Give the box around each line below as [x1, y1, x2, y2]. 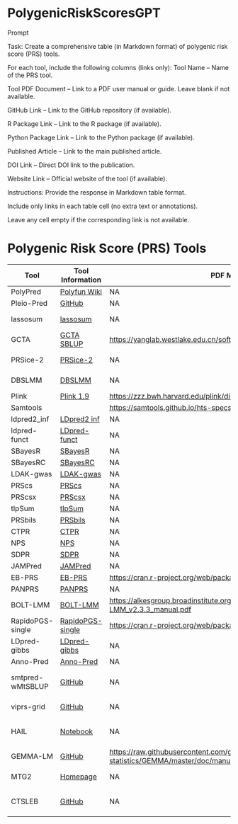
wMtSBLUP [11, 681, 49, 691]
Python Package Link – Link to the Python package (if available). [7, 133, 195, 142]
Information [61, 275, 101, 285]
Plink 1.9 [59, 391, 90, 401]
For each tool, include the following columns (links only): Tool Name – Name [7, 63, 229, 71]
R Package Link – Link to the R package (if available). [7, 119, 161, 128]
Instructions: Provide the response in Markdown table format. [7, 188, 186, 196]
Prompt [7, 28, 29, 37]
